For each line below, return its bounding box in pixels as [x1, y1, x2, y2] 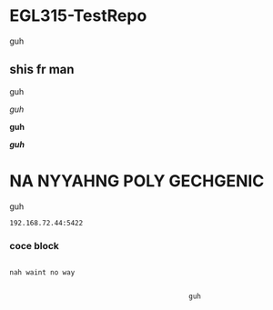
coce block [9, 239, 59, 252]
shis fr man [9, 62, 75, 77]
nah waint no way [9, 267, 76, 277]
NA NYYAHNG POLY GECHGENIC [9, 170, 265, 191]
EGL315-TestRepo [9, 5, 147, 26]
